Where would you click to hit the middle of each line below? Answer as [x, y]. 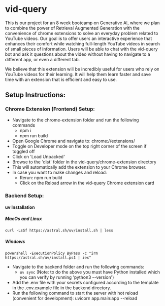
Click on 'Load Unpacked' [38, 156]
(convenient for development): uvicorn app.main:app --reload [75, 298]
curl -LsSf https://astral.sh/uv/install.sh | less [59, 230]
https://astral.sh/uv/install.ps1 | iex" [48, 258]
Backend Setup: [25, 195]
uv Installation [20, 207]
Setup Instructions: [35, 95]
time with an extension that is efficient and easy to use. [61, 79]
